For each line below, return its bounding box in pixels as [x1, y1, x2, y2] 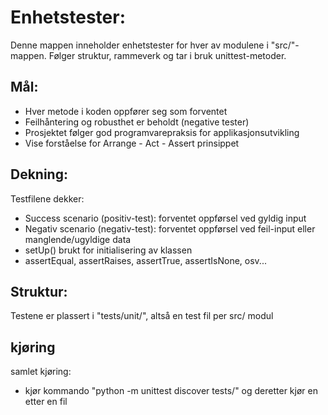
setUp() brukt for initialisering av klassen [24, 244, 193, 256]
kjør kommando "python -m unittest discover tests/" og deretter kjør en [24, 385, 318, 397]
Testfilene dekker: [10, 192, 85, 205]
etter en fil [24, 396, 68, 408]
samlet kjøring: [10, 366, 72, 378]
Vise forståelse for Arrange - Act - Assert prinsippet [24, 137, 240, 149]
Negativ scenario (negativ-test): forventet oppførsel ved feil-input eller [24, 222, 316, 235]
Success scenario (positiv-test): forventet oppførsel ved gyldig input [24, 212, 307, 224]
